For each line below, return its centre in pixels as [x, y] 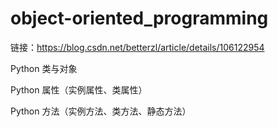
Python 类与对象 [44, 68]
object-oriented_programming [139, 18]
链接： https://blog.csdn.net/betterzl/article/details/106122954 [137, 47]
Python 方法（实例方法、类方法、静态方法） [101, 111]
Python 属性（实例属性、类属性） [79, 89]
